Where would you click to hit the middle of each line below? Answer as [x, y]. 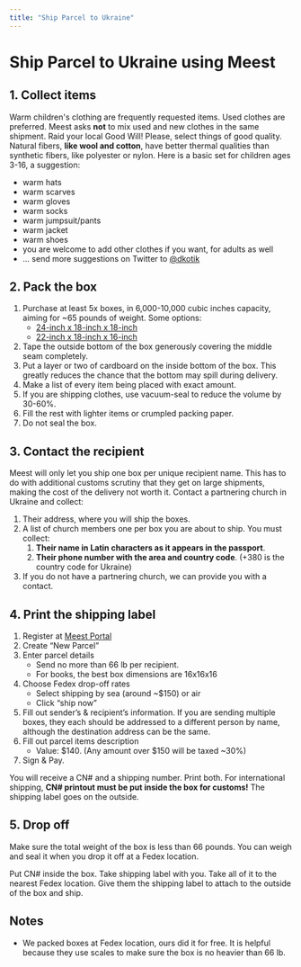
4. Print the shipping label [83, 614]
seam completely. [55, 356]
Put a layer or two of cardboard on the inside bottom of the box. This [149, 366]
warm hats [42, 182]
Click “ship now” [66, 703]
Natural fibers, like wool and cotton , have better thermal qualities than [139, 146]
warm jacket [45, 229]
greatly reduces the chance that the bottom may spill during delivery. [150, 375]
